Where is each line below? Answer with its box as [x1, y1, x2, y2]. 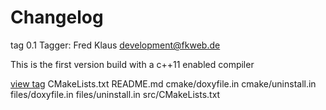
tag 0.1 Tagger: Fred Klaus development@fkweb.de [10, 39, 221, 51]
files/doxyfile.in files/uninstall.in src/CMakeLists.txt [10, 88, 221, 100]
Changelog [10, 6, 104, 29]
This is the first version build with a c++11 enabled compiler [10, 58, 255, 70]
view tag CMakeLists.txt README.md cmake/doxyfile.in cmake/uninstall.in [10, 77, 317, 90]
